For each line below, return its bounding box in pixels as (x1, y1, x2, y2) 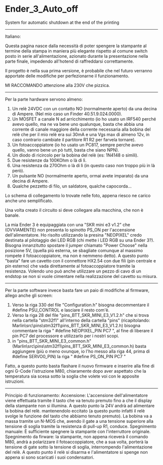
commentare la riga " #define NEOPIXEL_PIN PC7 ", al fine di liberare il (12, 327, 153, 333)
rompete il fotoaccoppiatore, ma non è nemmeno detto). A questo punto (5, 253, 149, 258)
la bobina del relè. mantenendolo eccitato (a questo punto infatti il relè (5, 408, 145, 413)
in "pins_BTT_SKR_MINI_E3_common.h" (12, 338, 92, 344)
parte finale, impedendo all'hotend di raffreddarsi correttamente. (5, 58, 134, 64)
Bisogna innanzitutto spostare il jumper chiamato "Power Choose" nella (5, 242, 148, 248)
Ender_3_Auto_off (5, 3, 79, 15)
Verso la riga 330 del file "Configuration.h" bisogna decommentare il (12, 302, 149, 308)
